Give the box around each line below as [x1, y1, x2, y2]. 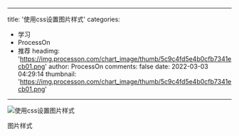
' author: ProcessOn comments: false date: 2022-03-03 [45, 62, 208, 70]
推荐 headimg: [17, 47, 60, 55]
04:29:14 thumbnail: [17, 70, 77, 78]
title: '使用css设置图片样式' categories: [7, 15, 121, 23]
